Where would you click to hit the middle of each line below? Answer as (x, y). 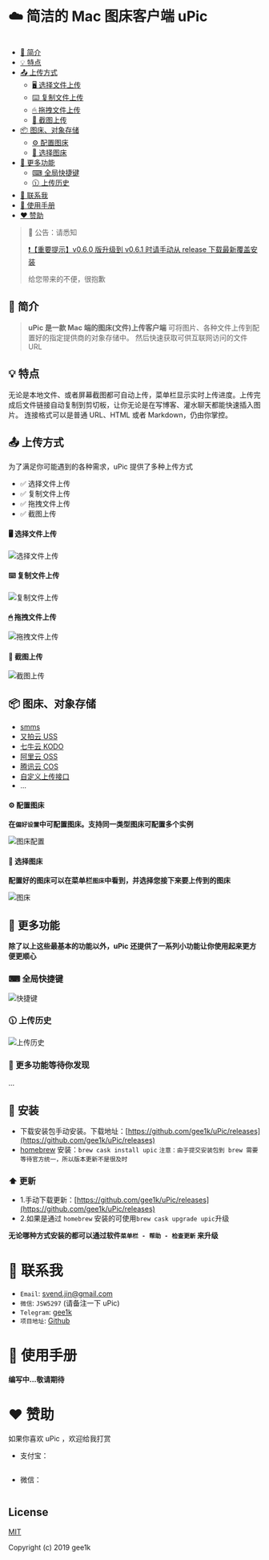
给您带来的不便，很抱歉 (66, 278)
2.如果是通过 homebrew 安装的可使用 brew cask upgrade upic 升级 (124, 1219)
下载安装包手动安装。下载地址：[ (74, 1131)
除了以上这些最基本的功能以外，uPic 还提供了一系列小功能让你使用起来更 (129, 946)
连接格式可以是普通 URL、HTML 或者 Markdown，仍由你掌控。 (128, 415)
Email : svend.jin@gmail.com (66, 1294)
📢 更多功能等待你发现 (49, 1065)
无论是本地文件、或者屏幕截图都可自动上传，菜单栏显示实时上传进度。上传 (131, 395)
